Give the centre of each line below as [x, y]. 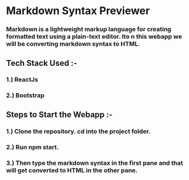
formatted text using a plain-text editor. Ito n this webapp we [94, 36]
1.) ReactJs [22, 79]
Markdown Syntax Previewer [78, 11]
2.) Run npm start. [33, 147]
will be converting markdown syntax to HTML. [73, 44]
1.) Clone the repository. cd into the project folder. [78, 131]
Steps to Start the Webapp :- [59, 114]
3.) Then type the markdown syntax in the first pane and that [95, 163]
